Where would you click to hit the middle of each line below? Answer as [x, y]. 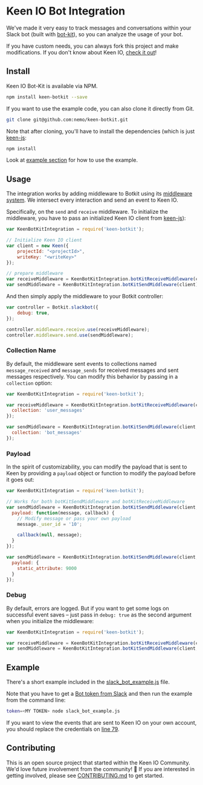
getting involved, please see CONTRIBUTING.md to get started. [85, 775]
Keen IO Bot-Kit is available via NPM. [52, 86]
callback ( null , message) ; [50, 535]
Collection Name [31, 350]
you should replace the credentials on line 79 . [63, 729]
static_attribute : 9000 [47, 568]
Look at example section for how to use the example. [72, 160]
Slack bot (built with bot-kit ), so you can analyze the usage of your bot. [95, 34]
